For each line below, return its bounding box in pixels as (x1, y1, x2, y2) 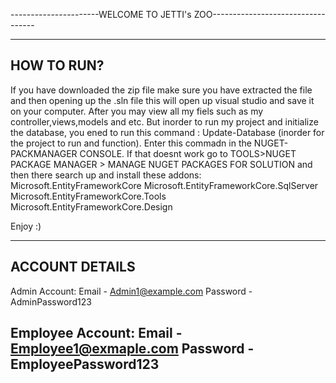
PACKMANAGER (10, 147, 78, 159)
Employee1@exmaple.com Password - (10, 340, 255, 358)
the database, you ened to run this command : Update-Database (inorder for (10, 126, 325, 138)
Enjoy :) (10, 220, 42, 232)
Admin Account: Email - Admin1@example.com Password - (10, 285, 253, 297)
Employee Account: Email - (10, 325, 183, 342)
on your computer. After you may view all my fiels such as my (10, 105, 264, 117)
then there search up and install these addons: (10, 169, 202, 181)
